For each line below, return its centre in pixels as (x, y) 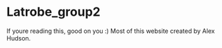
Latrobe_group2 (54, 12)
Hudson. (19, 38)
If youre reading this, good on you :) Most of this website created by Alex (111, 31)
